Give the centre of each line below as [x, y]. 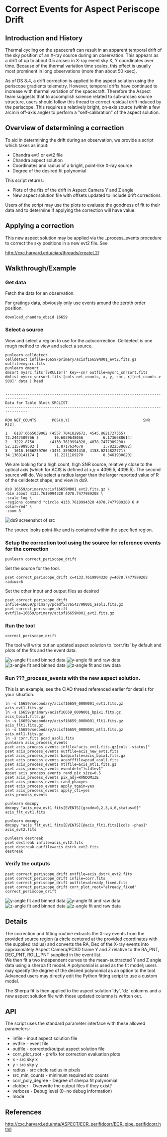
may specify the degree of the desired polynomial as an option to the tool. [81, 971]
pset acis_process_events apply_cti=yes [48, 790]
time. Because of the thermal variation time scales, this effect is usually [78, 66]
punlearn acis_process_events [37, 742]
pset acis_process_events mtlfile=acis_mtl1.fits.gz [61, 764]
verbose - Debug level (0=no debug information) [62, 1091]
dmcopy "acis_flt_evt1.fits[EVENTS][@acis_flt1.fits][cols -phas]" [77, 825]
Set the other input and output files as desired [52, 591]
